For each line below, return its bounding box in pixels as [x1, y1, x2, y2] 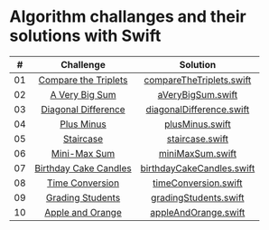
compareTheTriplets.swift [144, 73, 252, 86]
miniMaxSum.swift [158, 147, 237, 159]
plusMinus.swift [163, 118, 232, 130]
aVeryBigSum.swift [157, 88, 238, 101]
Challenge [60, 58, 106, 71]
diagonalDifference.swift [145, 102, 250, 115]
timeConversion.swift [153, 177, 243, 189]
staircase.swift [166, 132, 228, 145]
